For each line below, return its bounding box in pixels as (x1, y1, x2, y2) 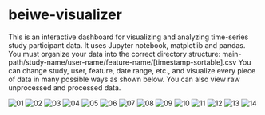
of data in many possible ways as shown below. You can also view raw (8, 74, 241, 84)
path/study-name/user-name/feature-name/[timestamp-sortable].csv (8, 57, 237, 67)
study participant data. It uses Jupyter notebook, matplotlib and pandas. (8, 40, 246, 50)
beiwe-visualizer (8, 6, 122, 24)
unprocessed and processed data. (8, 82, 121, 93)
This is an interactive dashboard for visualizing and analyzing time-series (8, 32, 249, 42)
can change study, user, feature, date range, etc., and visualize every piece (8, 65, 256, 75)
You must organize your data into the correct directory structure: (8, 49, 221, 58)
